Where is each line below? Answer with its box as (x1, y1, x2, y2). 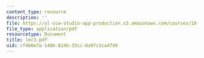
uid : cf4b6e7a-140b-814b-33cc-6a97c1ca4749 (6, 43, 118, 49)
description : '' (6, 14, 47, 21)
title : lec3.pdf (6, 37, 47, 43)
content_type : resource (6, 8, 67, 15)
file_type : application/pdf (6, 25, 78, 32)
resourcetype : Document (6, 31, 67, 37)
